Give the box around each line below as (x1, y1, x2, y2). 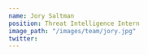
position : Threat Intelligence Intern (8, 19, 140, 27)
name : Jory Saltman (8, 11, 75, 20)
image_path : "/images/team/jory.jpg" (8, 27, 137, 35)
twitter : (8, 34, 38, 43)
